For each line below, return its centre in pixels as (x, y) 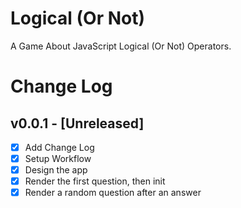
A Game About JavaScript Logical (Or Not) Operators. (121, 46)
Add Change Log (59, 147)
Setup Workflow (58, 158)
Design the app (56, 170)
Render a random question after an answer (113, 193)
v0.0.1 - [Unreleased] (77, 123)
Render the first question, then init (95, 181)
